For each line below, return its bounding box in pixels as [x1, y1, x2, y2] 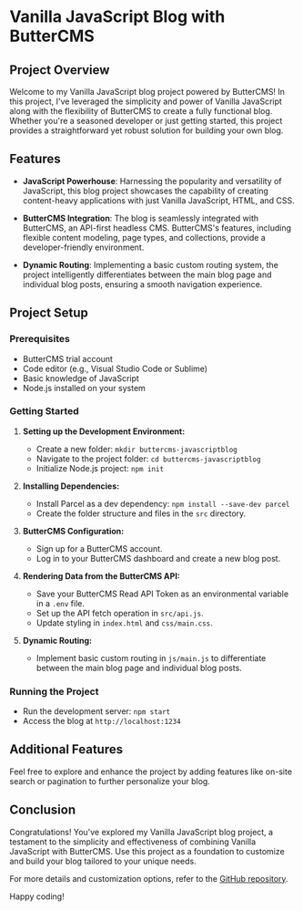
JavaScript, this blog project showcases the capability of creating [22, 185, 268, 196]
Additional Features [9, 741, 124, 758]
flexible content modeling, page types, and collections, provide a [22, 232, 266, 243]
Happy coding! [9, 891, 66, 902]
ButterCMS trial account [22, 353, 114, 364]
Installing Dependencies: [22, 481, 120, 492]
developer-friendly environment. [22, 242, 145, 253]
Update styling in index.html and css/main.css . [35, 617, 214, 628]
